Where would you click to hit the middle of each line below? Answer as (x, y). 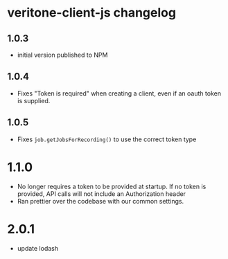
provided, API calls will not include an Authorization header (101, 194)
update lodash (38, 248)
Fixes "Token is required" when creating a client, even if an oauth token (119, 93)
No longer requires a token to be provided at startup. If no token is (112, 186)
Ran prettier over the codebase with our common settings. (100, 201)
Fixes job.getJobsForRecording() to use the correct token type (107, 139)
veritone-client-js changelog (92, 13)
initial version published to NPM (62, 55)
